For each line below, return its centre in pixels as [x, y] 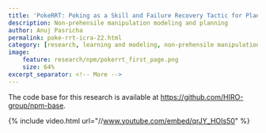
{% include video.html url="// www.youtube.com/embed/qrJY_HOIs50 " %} [129, 120]
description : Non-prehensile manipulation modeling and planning [118, 23]
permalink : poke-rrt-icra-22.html [65, 38]
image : [19, 52]
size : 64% [39, 67]
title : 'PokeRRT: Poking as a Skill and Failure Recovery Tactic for [125, 15]
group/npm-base [36, 105]
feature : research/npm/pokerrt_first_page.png [101, 60]
